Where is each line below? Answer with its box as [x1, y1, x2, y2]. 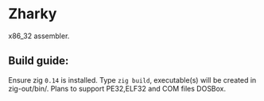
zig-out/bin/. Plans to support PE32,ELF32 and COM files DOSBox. [8, 84, 227, 93]
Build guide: [8, 54, 69, 68]
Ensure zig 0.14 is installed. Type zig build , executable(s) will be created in [8, 75, 257, 84]
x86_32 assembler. [8, 31, 70, 41]
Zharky [8, 5, 57, 23]
